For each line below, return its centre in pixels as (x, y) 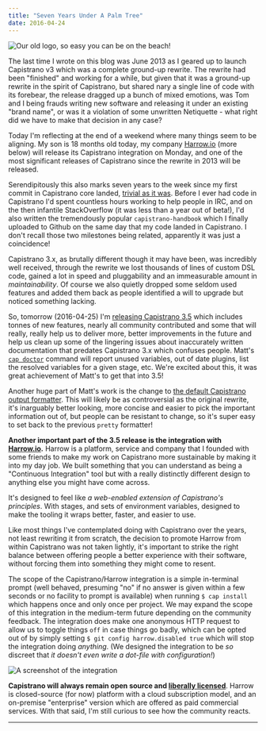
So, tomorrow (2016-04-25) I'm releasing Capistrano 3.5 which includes (125, 316)
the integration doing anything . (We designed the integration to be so (121, 646)
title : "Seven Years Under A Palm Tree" (76, 15)
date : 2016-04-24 (37, 23)
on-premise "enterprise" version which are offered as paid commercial (123, 702)
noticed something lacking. (52, 301)
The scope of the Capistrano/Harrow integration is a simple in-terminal (123, 579)
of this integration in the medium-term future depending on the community (130, 613)
